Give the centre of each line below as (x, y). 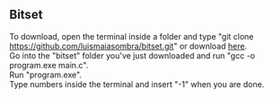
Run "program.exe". (46, 75)
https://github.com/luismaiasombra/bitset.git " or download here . (128, 46)
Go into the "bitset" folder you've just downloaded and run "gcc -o (132, 55)
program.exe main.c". (49, 65)
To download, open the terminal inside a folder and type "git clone (132, 36)
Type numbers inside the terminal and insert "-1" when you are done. (137, 84)
